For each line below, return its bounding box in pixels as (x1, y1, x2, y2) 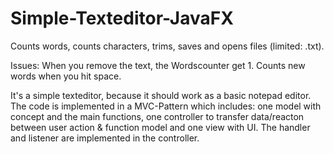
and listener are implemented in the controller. (10, 132, 200, 144)
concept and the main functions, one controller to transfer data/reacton (10, 110, 305, 122)
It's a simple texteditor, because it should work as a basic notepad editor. (10, 89, 312, 101)
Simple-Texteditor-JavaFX (10, 7, 234, 30)
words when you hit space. (10, 70, 122, 82)
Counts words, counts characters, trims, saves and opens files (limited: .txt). (10, 40, 325, 52)
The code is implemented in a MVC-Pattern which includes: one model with (10, 100, 322, 112)
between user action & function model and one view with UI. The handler (10, 121, 311, 133)
